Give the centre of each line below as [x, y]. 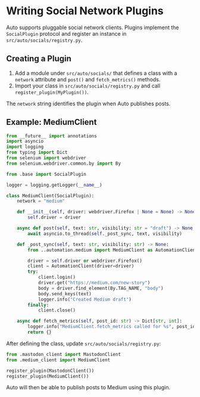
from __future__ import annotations [51, 136]
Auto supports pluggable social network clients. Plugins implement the [93, 27]
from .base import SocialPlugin [46, 174]
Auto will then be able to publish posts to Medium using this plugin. [88, 387]
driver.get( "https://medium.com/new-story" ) [94, 283]
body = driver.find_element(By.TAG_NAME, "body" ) [101, 288]
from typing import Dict [37, 153]
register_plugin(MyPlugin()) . [52, 92]
